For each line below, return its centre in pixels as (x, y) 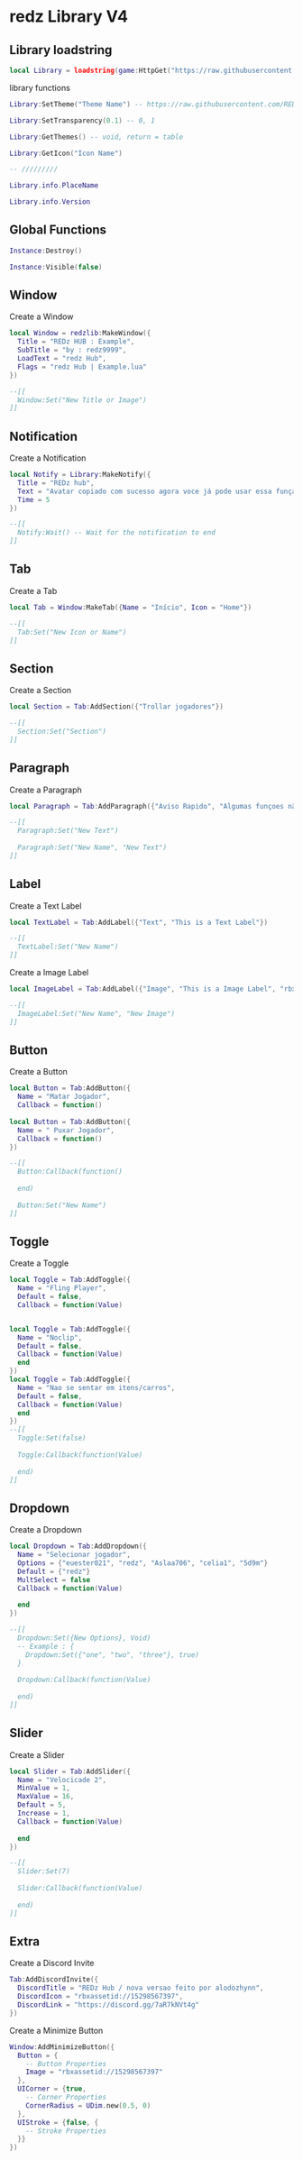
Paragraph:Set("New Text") (68, 831)
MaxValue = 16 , (46, 1797)
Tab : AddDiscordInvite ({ (54, 1980)
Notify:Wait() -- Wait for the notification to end (117, 533)
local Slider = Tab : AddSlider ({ (70, 1771)
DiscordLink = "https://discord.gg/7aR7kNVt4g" (109, 2005)
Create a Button (38, 1072)
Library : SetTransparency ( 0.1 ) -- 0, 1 (82, 120)
